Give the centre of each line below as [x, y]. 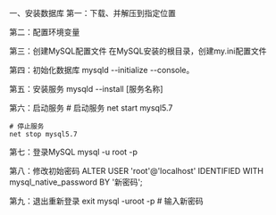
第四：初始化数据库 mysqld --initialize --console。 [102, 70]
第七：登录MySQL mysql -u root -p [74, 152]
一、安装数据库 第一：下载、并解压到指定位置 [92, 13]
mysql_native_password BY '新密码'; [76, 182]
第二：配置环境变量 [45, 32]
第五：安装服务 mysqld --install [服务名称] [86, 89]
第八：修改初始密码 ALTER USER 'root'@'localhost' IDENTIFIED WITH [136, 171]
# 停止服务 [27, 127]
